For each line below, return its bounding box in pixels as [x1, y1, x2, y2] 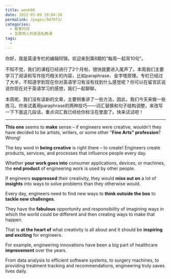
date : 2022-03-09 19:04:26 [5, 12, 63, 17]
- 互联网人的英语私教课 [10, 31, 52, 36]
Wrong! [5, 135, 21, 141]
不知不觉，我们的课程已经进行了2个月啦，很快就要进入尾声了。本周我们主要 [5, 66, 164, 72]
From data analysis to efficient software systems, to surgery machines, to [5, 257, 159, 263]
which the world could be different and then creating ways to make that [5, 211, 155, 217]
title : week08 [5, 7, 36, 13]
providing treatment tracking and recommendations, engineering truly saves [5, 262, 165, 268]
